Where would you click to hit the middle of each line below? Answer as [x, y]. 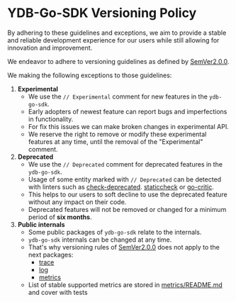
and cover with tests [58, 292]
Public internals [41, 224]
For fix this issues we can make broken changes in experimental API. [128, 126]
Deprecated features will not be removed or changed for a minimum [127, 209]
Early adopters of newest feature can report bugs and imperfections [128, 111]
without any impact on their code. [77, 202]
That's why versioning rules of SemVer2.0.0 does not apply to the [124, 247]
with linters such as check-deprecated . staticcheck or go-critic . [121, 186]
